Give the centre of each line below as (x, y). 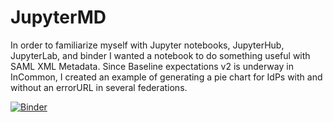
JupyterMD (58, 17)
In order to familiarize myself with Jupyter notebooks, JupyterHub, (147, 45)
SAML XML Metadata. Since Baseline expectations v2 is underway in (152, 66)
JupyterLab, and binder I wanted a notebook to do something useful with (160, 55)
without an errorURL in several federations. (99, 87)
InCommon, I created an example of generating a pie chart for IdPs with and (166, 77)
